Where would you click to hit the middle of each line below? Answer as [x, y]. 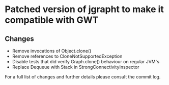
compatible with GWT [52, 20]
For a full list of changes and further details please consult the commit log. [83, 77]
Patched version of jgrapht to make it [84, 9]
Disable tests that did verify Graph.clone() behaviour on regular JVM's [86, 61]
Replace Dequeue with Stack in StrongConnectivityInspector [76, 67]
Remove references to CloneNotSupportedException [67, 56]
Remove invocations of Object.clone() [52, 51]
